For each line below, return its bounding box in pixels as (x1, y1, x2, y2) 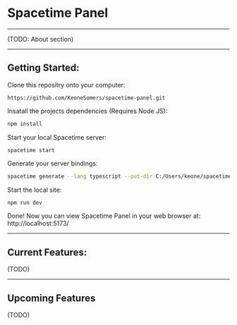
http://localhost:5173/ (7, 219, 69, 228)
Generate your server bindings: (7, 159, 98, 167)
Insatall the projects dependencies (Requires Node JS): (7, 106, 168, 115)
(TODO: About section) (7, 35, 74, 43)
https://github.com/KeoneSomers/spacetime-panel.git (7, 94, 166, 102)
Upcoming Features (7, 292, 96, 304)
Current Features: (7, 246, 87, 258)
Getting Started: (7, 62, 80, 74)
